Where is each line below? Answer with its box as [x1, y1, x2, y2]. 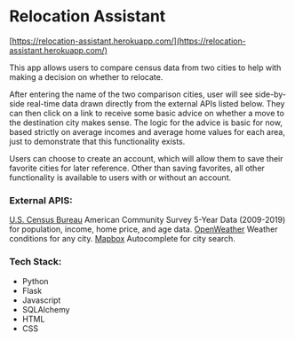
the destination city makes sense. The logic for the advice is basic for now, [9, 117, 283, 128]
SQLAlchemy [21, 304, 70, 314]
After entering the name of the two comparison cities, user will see [9, 89, 253, 99]
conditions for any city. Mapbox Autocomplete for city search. [9, 234, 235, 244]
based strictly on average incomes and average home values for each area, [9, 126, 286, 137]
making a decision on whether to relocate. [9, 71, 163, 82]
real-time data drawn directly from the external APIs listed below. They [26, 98, 285, 108]
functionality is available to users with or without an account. [9, 171, 232, 183]
